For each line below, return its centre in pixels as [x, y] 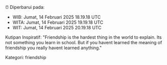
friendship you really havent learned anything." [53, 48]
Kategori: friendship [26, 57]
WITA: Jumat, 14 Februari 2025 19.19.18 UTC [58, 22]
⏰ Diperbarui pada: [25, 7]
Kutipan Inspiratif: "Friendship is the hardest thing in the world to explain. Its [83, 37]
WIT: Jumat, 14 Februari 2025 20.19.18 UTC [57, 28]
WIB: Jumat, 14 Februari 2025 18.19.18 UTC [57, 17]
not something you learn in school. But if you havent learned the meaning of [83, 42]
